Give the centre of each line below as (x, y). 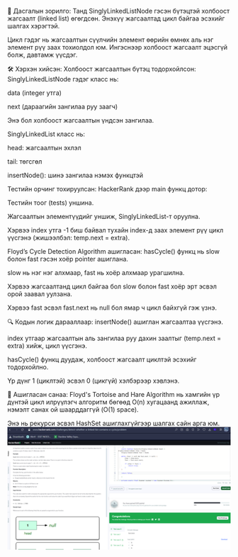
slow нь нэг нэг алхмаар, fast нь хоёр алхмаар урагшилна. (96, 272)
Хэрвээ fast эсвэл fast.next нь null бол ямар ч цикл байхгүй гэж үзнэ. (112, 308)
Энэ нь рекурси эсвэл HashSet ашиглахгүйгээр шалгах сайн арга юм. (114, 423)
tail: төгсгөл (25, 162)
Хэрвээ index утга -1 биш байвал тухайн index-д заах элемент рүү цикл (115, 230)
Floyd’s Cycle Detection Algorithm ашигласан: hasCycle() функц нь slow (113, 251)
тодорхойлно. (28, 367)
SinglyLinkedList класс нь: (46, 134)
